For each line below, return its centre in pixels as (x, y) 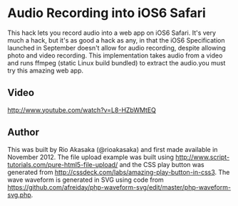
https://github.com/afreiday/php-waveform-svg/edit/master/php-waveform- (119, 187)
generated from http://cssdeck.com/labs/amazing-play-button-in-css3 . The (119, 172)
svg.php (20, 195)
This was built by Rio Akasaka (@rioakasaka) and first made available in (113, 149)
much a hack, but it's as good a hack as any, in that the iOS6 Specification (116, 40)
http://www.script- (203, 157)
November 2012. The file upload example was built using (91, 157)
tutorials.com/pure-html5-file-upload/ (63, 164)
